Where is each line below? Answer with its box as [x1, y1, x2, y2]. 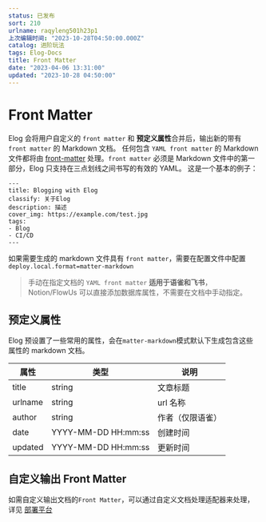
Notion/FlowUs [27, 287, 77, 297]
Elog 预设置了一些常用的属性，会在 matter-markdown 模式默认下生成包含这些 [8, 335, 254, 345]
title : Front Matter [8, 57, 77, 65]
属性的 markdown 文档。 [8, 346, 89, 355]
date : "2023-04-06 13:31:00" [8, 64, 105, 72]
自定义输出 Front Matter [8, 472, 127, 485]
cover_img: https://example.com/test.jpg [8, 210, 149, 219]
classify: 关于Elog [8, 195, 71, 203]
